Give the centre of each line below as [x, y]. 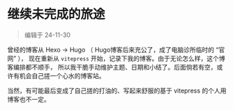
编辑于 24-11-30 [47, 35]
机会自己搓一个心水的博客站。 [62, 76]
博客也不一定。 [29, 99]
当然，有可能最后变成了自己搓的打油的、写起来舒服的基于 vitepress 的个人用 [117, 91]
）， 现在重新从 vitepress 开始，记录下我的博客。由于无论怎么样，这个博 [121, 58]
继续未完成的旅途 [57, 14]
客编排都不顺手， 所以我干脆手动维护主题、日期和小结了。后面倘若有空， [112, 67]
